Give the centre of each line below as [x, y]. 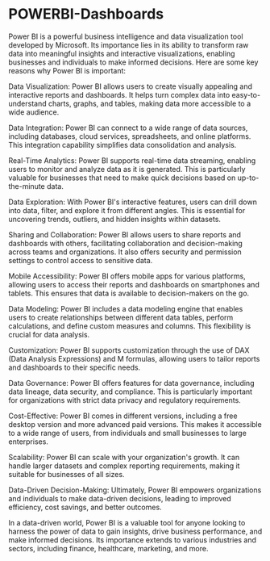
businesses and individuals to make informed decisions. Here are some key [133, 62]
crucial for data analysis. [49, 334]
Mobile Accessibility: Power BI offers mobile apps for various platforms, [127, 276]
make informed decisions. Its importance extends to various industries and [132, 540]
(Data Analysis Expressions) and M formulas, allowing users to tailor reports [134, 358]
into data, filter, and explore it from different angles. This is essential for [127, 210]
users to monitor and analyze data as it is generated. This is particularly [127, 169]
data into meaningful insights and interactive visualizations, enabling [122, 53]
